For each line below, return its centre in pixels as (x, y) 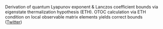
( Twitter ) (14, 22)
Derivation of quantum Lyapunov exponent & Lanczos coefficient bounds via (81, 7)
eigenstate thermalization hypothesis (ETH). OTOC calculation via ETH (75, 12)
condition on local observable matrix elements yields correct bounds (74, 17)
